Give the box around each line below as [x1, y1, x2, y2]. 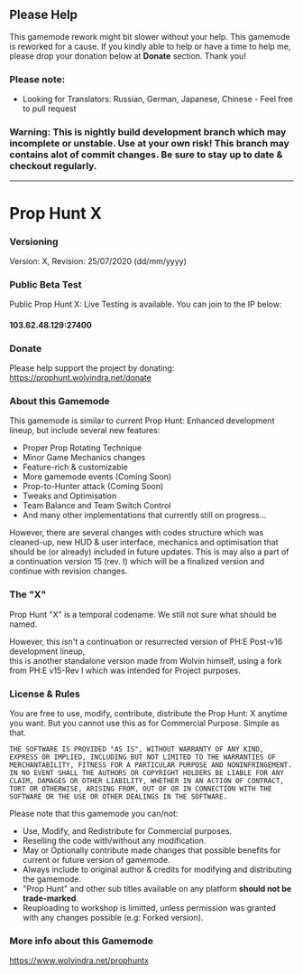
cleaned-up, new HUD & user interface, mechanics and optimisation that [9, 537, 279, 548]
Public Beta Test [9, 278, 83, 290]
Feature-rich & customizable [22, 461, 129, 473]
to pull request [22, 103, 77, 114]
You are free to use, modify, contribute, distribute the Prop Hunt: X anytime [9, 707, 288, 718]
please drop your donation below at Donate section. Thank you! [9, 50, 246, 62]
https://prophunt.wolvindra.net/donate [9, 373, 151, 383]
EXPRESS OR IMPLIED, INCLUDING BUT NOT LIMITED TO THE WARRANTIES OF [9, 753, 277, 762]
